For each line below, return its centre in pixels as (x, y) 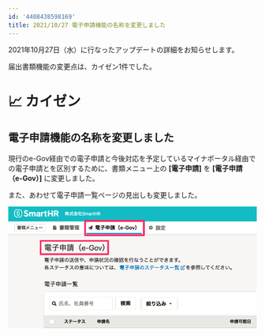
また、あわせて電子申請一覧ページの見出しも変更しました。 (105, 194)
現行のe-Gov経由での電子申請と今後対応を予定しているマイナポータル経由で (132, 158)
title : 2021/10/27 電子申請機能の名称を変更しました (87, 25)
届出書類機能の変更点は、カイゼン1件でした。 (82, 66)
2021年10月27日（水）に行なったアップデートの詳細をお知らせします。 (123, 49)
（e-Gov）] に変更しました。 (54, 178)
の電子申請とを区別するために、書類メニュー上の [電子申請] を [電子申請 (125, 168)
